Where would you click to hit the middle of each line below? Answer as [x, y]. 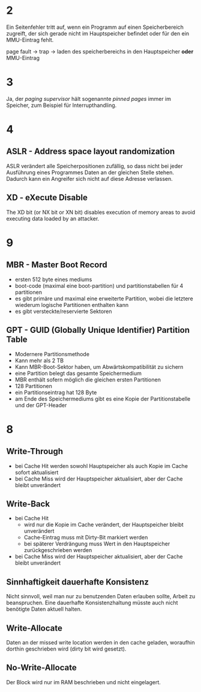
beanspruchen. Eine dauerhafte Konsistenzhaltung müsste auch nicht [92, 603]
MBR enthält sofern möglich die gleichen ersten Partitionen [88, 380]
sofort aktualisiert [37, 472]
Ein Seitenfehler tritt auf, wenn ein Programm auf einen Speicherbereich [95, 27]
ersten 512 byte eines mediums [53, 279]
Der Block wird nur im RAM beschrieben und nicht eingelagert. [83, 682]
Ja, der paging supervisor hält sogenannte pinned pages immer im [89, 99]
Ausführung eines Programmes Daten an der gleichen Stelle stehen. [90, 172]
